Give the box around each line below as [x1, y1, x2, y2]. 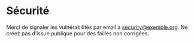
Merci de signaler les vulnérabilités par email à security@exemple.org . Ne [6, 24, 188, 31]
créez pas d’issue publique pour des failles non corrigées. [6, 29, 150, 37]
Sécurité [6, 4, 50, 18]
